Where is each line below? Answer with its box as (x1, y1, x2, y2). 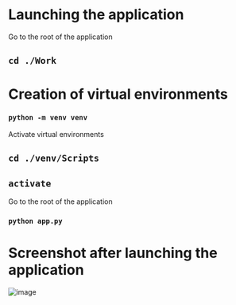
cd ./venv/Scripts (8, 153, 99, 164)
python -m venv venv (8, 113, 88, 123)
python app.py (8, 217, 63, 225)
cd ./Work (8, 55, 57, 67)
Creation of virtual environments (8, 85, 228, 103)
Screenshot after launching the (8, 244, 218, 262)
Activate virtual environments (8, 129, 105, 139)
